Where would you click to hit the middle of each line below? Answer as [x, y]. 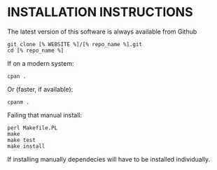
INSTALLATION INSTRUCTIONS [100, 12]
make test [22, 140]
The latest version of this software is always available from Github [102, 31]
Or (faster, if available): [40, 89]
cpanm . [19, 102]
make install [26, 146]
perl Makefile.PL [33, 128]
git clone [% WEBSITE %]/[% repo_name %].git [75, 44]
